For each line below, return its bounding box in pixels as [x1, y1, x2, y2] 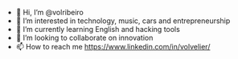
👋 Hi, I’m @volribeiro [15, 8, 84, 17]
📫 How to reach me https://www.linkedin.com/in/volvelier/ [15, 42, 211, 51]
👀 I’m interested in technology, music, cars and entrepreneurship [15, 16, 231, 26]
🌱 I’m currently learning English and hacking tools [15, 25, 181, 33]
